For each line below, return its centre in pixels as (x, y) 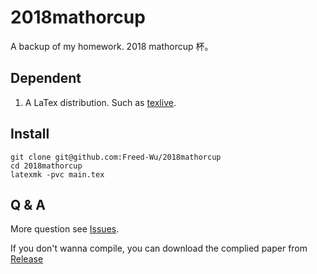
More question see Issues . (65, 229)
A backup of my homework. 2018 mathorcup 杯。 (112, 46)
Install (30, 134)
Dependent (46, 78)
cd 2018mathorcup (46, 166)
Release (27, 259)
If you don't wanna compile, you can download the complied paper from (159, 248)
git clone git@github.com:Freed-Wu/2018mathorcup (116, 157)
